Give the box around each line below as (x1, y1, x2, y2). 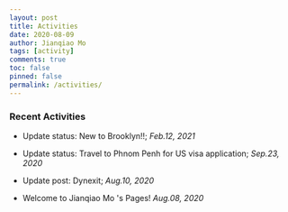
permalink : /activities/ (9, 80, 103, 89)
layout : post (9, 13, 58, 23)
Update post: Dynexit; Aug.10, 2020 (22, 175, 155, 186)
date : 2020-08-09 (9, 30, 75, 39)
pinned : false (9, 72, 63, 81)
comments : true (9, 55, 67, 64)
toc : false (9, 64, 50, 73)
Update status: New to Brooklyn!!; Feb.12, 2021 (22, 130, 195, 141)
